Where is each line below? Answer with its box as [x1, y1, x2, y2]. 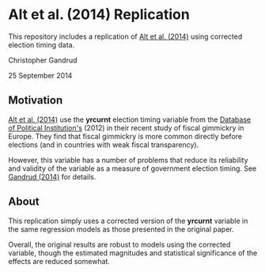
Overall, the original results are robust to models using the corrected [8, 240, 231, 249]
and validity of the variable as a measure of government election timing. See [8, 164, 257, 173]
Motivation [8, 93, 63, 108]
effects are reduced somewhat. [8, 256, 111, 266]
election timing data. [8, 40, 75, 49]
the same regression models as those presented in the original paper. [8, 224, 235, 234]
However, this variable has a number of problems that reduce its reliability [8, 155, 248, 164]
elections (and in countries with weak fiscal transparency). [8, 140, 199, 149]
